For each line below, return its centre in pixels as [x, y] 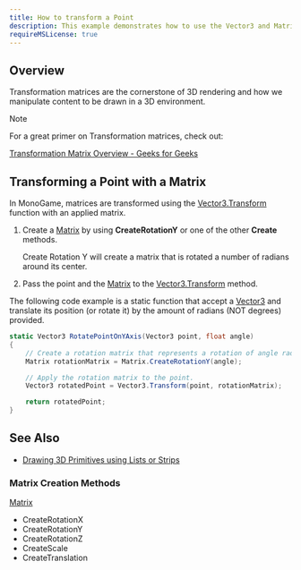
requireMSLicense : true [54, 34]
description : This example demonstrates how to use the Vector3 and [140, 26]
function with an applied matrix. [68, 213]
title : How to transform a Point [72, 17]
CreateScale [45, 549]
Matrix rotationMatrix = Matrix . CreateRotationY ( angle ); [134, 362]
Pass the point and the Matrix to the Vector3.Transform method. [140, 284]
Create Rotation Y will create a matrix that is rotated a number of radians [155, 257]
